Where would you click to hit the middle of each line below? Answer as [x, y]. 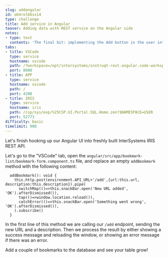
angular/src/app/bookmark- [115, 156]
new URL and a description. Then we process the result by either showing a [83, 229]
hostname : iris [25, 108]
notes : [12, 33]
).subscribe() [29, 210]
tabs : [11, 47]
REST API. [15, 146]
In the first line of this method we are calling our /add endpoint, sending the [82, 224]
